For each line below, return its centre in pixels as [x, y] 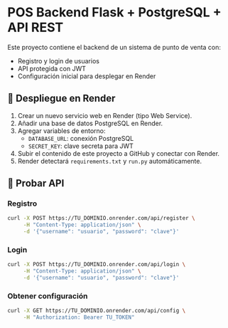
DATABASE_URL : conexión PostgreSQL [81, 138]
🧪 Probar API [36, 183]
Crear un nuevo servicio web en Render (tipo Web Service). [105, 115]
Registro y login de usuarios [58, 60]
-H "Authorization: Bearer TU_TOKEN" [79, 317]
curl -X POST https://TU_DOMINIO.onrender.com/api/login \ [97, 265]
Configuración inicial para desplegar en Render [87, 76]
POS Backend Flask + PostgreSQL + [114, 12]
